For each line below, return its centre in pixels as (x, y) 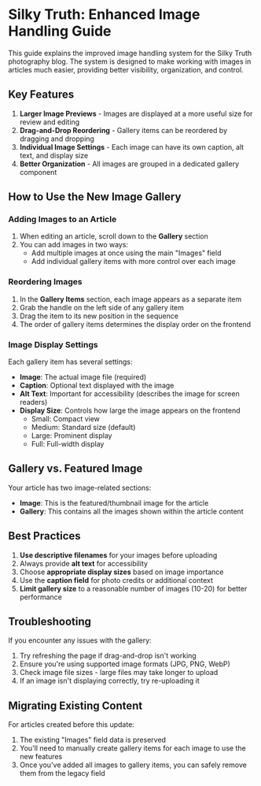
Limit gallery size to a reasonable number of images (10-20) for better (133, 588)
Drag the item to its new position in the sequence (99, 316)
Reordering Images (45, 282)
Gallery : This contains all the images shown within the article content (131, 511)
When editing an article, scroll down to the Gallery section (114, 236)
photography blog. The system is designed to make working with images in (130, 61)
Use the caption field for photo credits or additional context (116, 580)
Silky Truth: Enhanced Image (104, 15)
